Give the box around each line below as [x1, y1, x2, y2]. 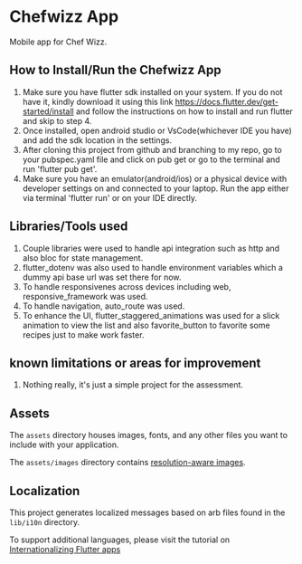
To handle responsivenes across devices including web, [22, 281, 231, 292]
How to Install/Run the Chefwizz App [9, 62, 222, 78]
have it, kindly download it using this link [22, 96, 174, 107]
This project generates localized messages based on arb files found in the [9, 507, 286, 518]
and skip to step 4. [22, 115, 92, 126]
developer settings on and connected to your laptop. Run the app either [22, 183, 289, 194]
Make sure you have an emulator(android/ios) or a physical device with [22, 173, 288, 184]
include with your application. [9, 439, 119, 450]
